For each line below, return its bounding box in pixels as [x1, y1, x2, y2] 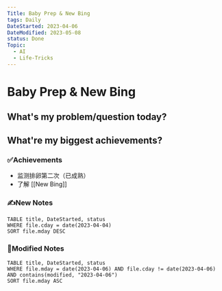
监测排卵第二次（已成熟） [16, 172, 90, 180]
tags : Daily [7, 16, 41, 23]
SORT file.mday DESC [7, 228, 66, 235]
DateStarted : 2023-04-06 [7, 23, 78, 29]
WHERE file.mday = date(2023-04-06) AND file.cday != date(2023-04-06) [7, 265, 216, 273]
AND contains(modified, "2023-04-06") [7, 271, 118, 278]
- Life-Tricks [13, 55, 53, 62]
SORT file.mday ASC [7, 277, 63, 284]
